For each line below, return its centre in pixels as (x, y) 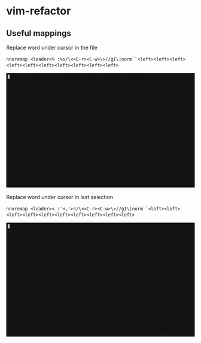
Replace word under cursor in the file (52, 47)
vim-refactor (39, 11)
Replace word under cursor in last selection (60, 197)
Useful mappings (39, 33)
